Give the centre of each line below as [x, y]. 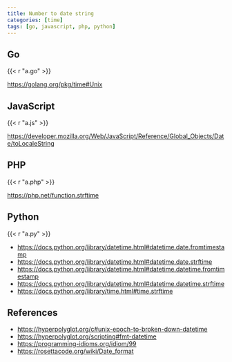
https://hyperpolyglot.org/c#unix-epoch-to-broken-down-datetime [112, 330]
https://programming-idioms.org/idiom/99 [77, 344]
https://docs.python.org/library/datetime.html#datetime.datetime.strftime [121, 283]
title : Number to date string [51, 13]
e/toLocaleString [31, 143]
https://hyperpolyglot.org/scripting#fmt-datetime [87, 336]
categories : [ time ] [35, 20]
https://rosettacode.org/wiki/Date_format [75, 351]
